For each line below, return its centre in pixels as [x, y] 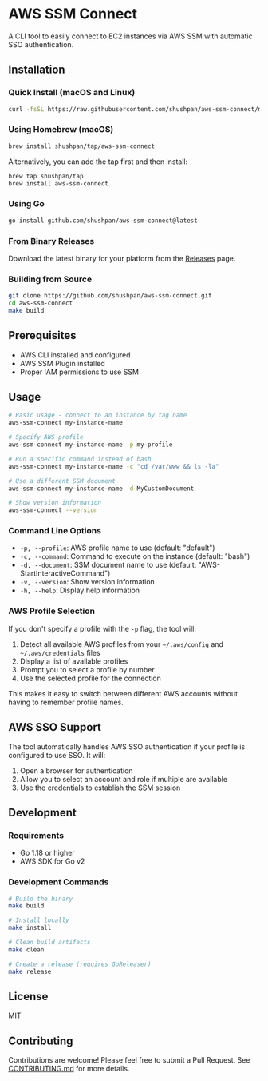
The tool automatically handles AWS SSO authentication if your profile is [127, 746]
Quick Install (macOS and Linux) [72, 93]
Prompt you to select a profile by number [87, 669]
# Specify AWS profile [46, 437]
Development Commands [59, 882]
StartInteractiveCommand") [65, 573]
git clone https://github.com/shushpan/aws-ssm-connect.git [110, 296]
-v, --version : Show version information [87, 582]
